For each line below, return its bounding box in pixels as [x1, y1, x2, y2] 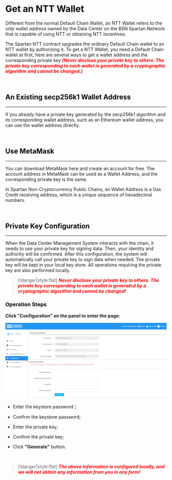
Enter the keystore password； [12, 403, 78, 410]
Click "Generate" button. [12, 444, 66, 450]
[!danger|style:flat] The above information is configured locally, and [17, 463, 165, 469]
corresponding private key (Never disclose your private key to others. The [5, 57, 165, 63]
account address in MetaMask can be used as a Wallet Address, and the [5, 171, 158, 177]
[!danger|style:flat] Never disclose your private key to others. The [17, 277, 160, 283]
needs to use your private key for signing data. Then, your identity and [5, 245, 154, 252]
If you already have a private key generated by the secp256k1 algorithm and [5, 111, 166, 117]
